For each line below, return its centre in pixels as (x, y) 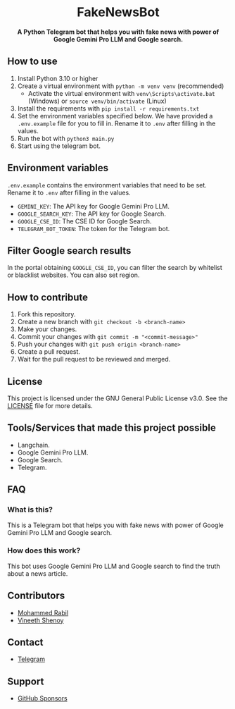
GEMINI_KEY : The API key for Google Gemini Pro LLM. (94, 206)
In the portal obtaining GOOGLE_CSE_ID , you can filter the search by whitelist (115, 268)
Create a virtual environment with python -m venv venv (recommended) (121, 86)
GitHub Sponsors (43, 698)
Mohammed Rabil (43, 612)
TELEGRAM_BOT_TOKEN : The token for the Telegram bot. (94, 228)
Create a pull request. (49, 352)
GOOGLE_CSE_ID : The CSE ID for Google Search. (84, 221)
